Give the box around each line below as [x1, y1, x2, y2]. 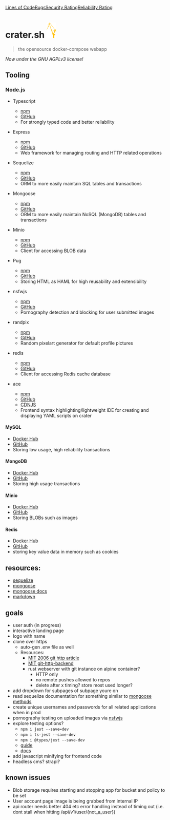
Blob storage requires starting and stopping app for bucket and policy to [12, 787, 165, 793]
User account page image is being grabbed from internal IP [12, 798, 138, 804]
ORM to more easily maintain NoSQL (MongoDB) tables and [20, 211, 146, 217]
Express [12, 128, 30, 135]
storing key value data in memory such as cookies [12, 549, 119, 555]
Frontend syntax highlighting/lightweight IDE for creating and [20, 407, 150, 413]
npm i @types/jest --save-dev [20, 738, 86, 743]
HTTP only [35, 671, 58, 677]
